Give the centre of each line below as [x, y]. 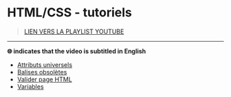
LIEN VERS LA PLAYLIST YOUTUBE [74, 31]
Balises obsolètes [42, 72]
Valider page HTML [44, 79]
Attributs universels [45, 65]
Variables [30, 86]
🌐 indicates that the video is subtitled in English [77, 51]
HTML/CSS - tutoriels [70, 13]
